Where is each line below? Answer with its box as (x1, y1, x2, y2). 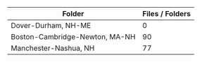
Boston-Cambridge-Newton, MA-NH (11, 32, 136, 41)
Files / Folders (142, 9, 191, 18)
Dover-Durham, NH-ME (11, 21, 91, 30)
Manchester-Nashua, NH (11, 43, 95, 53)
